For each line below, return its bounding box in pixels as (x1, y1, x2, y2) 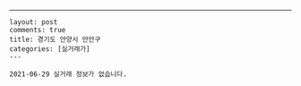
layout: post (9, 18, 58, 27)
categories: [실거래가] (9, 45, 90, 54)
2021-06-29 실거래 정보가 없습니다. (9, 70, 127, 79)
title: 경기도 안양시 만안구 (9, 35, 101, 44)
